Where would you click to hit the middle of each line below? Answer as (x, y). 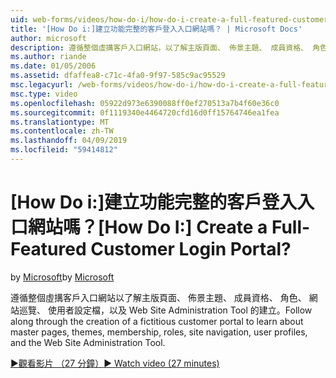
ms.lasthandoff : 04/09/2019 (69, 141)
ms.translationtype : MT (60, 122)
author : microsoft (48, 38)
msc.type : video (44, 94)
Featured (48, 249)
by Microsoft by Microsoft (62, 277)
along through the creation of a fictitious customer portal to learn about (157, 321)
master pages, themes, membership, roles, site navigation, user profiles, (159, 332)
